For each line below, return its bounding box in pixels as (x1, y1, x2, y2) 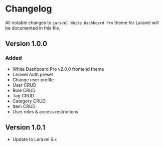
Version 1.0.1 (5, 123, 46, 132)
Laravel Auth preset (12, 71, 54, 77)
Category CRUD (12, 98, 46, 104)
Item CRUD (12, 103, 36, 109)
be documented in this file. (5, 25, 61, 31)
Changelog (5, 3, 52, 15)
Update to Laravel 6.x (12, 136, 57, 142)
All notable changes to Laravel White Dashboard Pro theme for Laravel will (5, 20, 159, 26)
